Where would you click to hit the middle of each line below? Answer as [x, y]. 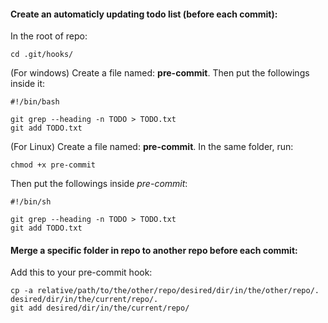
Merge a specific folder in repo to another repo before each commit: [154, 250]
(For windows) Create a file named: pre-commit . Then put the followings [160, 73]
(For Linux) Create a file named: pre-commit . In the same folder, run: [152, 147]
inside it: [28, 84]
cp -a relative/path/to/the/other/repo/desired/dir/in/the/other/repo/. [165, 291]
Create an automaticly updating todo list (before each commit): [144, 14]
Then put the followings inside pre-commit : [99, 184]
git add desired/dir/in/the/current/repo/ [100, 308]
